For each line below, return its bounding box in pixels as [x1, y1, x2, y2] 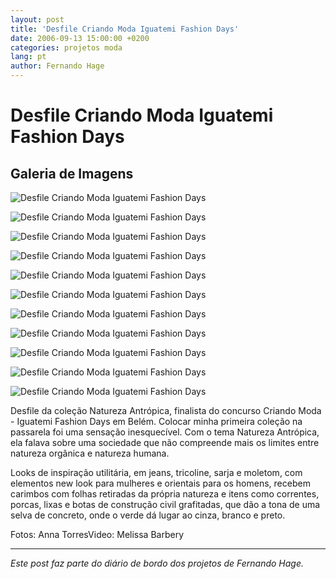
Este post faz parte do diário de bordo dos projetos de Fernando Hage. [10, 557, 305, 569]
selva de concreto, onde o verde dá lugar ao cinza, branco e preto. [10, 509, 286, 521]
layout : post [10, 14, 65, 25]
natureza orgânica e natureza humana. [10, 447, 170, 459]
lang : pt [10, 52, 47, 62]
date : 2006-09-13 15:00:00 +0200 [10, 33, 150, 43]
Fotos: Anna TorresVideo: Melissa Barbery [10, 529, 185, 540]
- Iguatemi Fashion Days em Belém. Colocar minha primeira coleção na [10, 416, 303, 427]
